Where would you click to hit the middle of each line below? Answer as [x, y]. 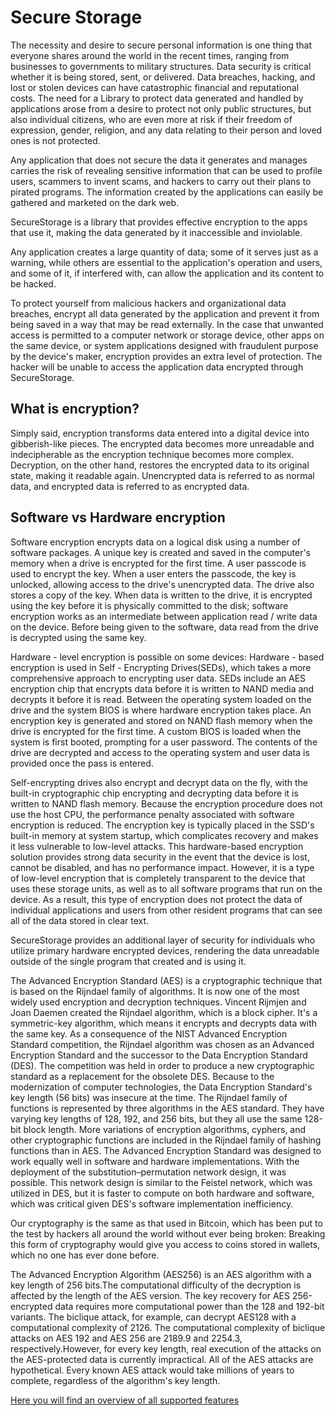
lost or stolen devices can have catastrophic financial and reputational [155, 87]
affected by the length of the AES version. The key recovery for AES [150, 1295]
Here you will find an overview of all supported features [125, 1400]
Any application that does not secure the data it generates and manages [159, 160]
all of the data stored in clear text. [80, 920]
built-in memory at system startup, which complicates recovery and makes [164, 835]
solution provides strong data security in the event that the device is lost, [160, 857]
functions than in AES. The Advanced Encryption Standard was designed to [166, 1150]
